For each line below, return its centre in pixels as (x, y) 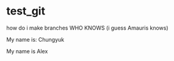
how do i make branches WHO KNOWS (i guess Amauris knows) (88, 28)
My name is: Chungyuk (35, 39)
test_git (26, 11)
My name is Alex (27, 51)
